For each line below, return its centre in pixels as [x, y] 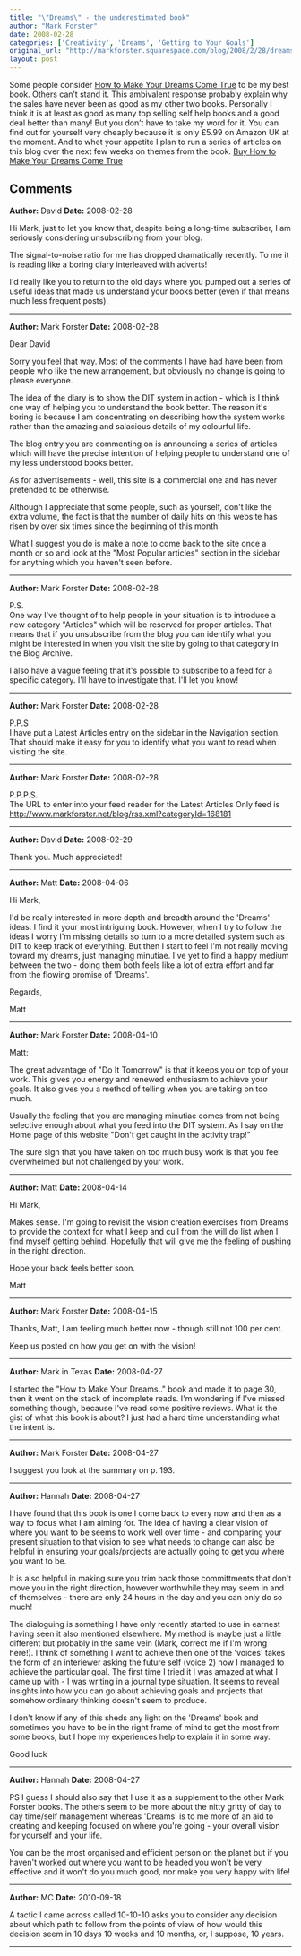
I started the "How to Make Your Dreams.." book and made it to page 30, [143, 1389]
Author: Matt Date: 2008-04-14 [69, 1187]
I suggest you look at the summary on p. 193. [92, 1469]
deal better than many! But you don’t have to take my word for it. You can [144, 123]
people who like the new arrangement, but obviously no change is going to [147, 371]
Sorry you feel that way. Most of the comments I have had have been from [146, 361]
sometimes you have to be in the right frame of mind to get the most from [145, 1727]
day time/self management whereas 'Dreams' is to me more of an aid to [142, 1816]
